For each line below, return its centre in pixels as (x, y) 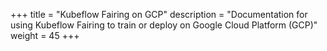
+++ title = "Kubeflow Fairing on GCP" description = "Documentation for (159, 14)
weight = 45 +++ (45, 35)
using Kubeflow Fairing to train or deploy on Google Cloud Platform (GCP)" (164, 25)
